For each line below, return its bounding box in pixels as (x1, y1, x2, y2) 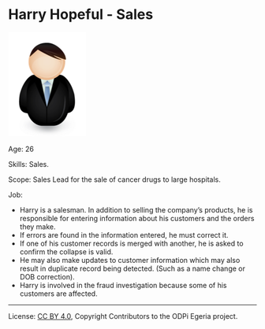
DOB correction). (19, 272, 75, 281)
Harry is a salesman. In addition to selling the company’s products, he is (19, 205, 253, 214)
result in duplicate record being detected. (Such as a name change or (19, 264, 246, 273)
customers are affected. (19, 289, 98, 298)
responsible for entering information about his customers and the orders (19, 213, 255, 223)
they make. (19, 222, 57, 231)
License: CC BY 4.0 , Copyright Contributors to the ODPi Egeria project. (8, 311, 238, 320)
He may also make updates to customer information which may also (19, 255, 241, 264)
